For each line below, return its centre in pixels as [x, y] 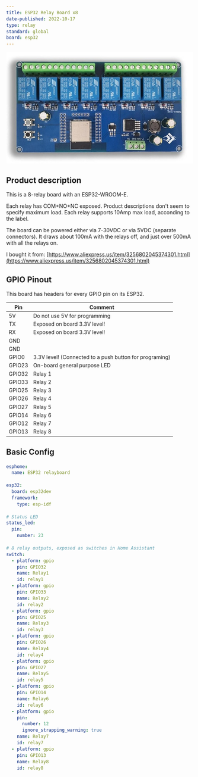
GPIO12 [18, 423]
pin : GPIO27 [31, 667]
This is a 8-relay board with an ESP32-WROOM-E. [67, 195]
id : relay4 [30, 655]
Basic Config [30, 452]
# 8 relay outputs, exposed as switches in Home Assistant [81, 548]
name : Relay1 [33, 573]
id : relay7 [30, 743]
